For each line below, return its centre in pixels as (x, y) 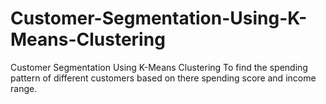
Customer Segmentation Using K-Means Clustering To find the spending (159, 67)
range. (24, 88)
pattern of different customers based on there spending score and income (163, 78)
